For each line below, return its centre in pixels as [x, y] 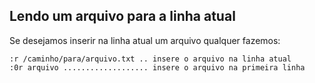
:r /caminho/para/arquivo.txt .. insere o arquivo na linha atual [150, 59]
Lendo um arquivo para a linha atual [122, 16]
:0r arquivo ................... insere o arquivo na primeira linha [157, 67]
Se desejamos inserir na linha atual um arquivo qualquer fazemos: [145, 40]
